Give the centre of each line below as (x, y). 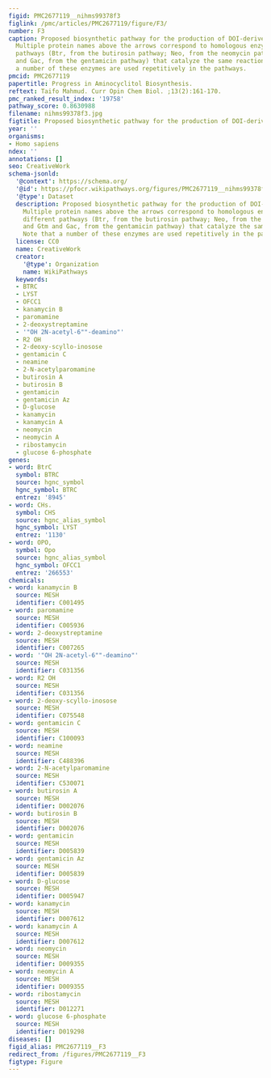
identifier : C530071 (50, 783)
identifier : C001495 (50, 603)
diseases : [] (30, 1039)
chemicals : (27, 580)
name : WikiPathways (56, 272)
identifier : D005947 (50, 896)
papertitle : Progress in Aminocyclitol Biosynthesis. (101, 83)
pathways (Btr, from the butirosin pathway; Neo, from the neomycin (133, 53)
